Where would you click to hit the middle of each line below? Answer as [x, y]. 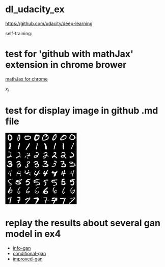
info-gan [22, 248]
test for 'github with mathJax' [70, 54]
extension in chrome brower [66, 65]
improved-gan [28, 259]
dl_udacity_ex [35, 9]
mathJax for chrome [26, 79]
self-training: [19, 33]
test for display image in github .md [82, 110]
